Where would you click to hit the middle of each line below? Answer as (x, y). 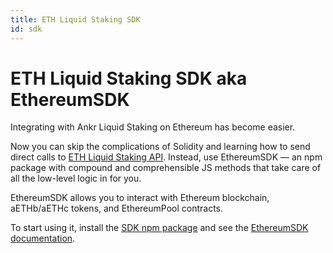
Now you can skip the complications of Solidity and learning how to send (160, 147)
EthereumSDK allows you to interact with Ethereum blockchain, (140, 198)
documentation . (43, 238)
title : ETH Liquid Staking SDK (75, 19)
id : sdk (26, 29)
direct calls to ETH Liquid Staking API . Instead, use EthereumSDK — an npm (166, 157)
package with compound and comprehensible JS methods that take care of (166, 168)
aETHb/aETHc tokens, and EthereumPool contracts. (117, 208)
